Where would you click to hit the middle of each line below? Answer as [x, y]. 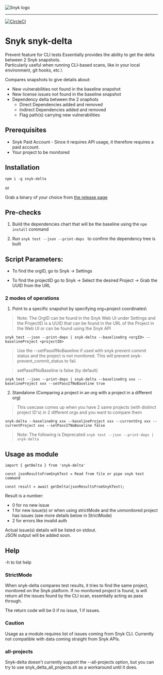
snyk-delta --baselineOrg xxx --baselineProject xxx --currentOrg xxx [78, 421]
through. [14, 601]
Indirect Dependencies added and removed [63, 109]
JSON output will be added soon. [38, 535]
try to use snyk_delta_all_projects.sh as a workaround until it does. [71, 667]
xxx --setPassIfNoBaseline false [71, 426]
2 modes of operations [32, 298]
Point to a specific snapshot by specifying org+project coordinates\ [79, 309]
